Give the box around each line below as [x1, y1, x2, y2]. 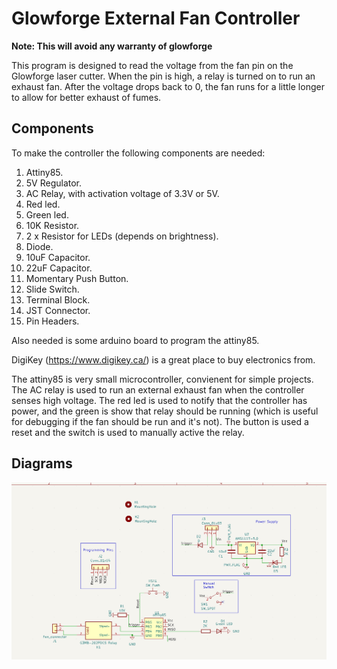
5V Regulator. [25, 177, 83, 189]
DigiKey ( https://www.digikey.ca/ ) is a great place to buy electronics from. [11, 353, 316, 366]
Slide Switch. [25, 283, 80, 295]
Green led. [25, 208, 69, 221]
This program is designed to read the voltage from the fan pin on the [11, 59, 294, 71]
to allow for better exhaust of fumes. [11, 91, 162, 103]
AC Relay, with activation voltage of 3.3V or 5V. [25, 187, 220, 199]
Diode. [25, 240, 54, 252]
